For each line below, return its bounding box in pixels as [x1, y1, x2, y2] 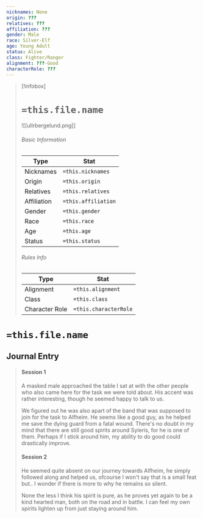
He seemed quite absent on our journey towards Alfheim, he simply [21, 467, 191, 474]
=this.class [73, 295, 108, 303]
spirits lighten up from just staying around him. [21, 505, 138, 512]
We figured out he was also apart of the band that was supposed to [21, 407, 191, 414]
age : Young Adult [6, 43, 51, 50]
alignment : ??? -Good [6, 60, 59, 66]
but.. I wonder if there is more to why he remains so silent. [21, 479, 168, 487]
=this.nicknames [62, 168, 110, 175]
